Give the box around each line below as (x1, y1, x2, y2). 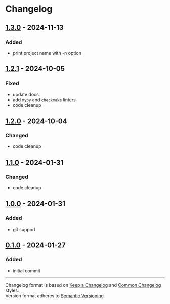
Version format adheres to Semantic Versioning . (5, 293, 105, 299)
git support (12, 226, 36, 232)
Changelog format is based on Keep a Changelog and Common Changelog (5, 282, 161, 288)
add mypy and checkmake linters (12, 97, 76, 103)
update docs (12, 91, 39, 97)
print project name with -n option (12, 50, 82, 56)
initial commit (12, 268, 40, 274)
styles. (5, 287, 19, 294)
